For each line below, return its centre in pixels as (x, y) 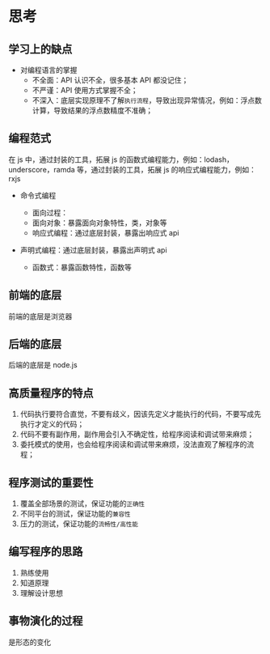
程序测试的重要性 (51, 482)
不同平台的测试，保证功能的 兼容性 (75, 514)
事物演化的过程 (46, 621)
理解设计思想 (41, 592)
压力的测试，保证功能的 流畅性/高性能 (79, 524)
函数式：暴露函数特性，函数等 (82, 267)
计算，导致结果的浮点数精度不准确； (93, 110)
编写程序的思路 (46, 552)
